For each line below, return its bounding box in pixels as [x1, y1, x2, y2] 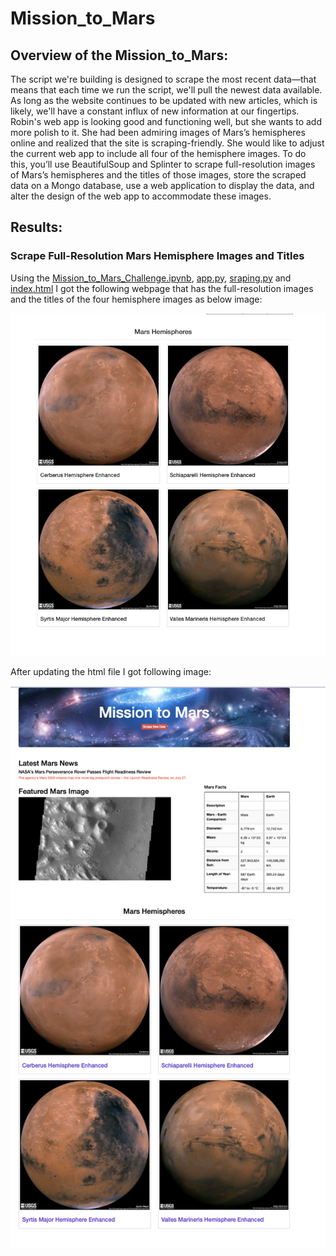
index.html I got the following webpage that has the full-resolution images [10, 282, 314, 294]
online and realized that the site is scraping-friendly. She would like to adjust [10, 137, 325, 149]
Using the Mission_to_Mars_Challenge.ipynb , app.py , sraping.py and [10, 272, 292, 284]
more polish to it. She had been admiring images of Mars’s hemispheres [10, 127, 306, 138]
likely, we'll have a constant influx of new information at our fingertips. [10, 105, 300, 117]
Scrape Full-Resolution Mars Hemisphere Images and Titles [10, 249, 305, 263]
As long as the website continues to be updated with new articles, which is [10, 95, 318, 106]
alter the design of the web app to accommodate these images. [10, 190, 272, 202]
